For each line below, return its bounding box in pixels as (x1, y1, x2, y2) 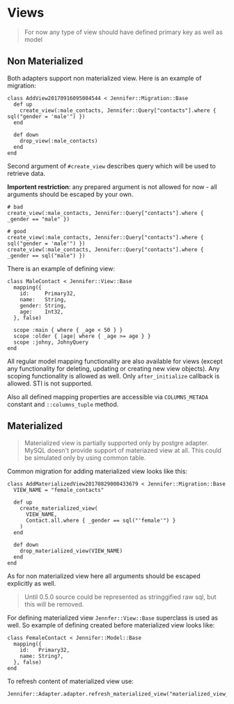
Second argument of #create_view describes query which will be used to (7, 161, 216, 170)
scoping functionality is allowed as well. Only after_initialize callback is (7, 371, 220, 380)
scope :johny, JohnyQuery (13, 339, 89, 346)
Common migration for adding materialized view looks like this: (7, 467, 188, 475)
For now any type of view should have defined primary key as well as (24, 28, 223, 36)
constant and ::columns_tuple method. (7, 400, 119, 408)
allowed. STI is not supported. (7, 379, 93, 387)
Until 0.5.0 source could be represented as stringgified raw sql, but (24, 593, 217, 601)
